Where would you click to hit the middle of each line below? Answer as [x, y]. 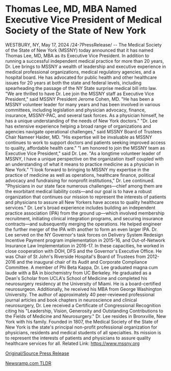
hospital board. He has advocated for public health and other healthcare [81, 77]
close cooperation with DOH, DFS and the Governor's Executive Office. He [83, 251]
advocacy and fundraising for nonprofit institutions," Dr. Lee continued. [80, 180]
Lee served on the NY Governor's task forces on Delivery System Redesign [84, 235]
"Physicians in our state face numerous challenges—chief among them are [84, 186]
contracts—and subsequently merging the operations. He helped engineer [83, 224]
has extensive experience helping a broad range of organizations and [78, 126]
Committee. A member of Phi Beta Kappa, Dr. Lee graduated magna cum [82, 267]
